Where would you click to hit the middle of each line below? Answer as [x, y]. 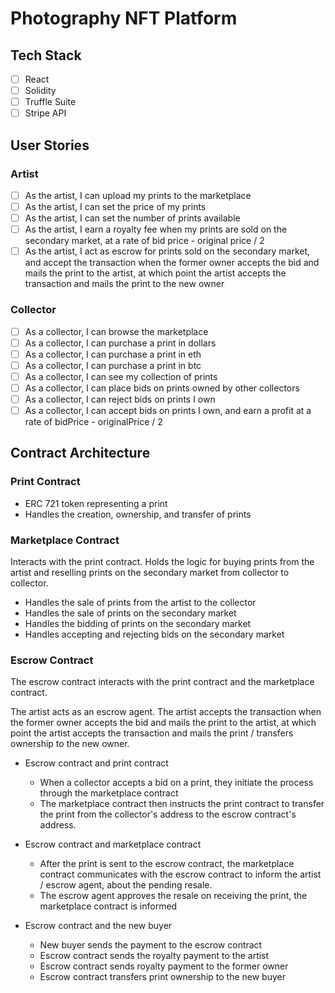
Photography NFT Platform [124, 18]
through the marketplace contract [109, 793]
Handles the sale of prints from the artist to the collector [140, 603]
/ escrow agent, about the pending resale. [126, 885]
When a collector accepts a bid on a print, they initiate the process [176, 783]
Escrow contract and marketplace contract [113, 844]
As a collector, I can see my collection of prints [121, 376]
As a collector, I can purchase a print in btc [113, 365]
